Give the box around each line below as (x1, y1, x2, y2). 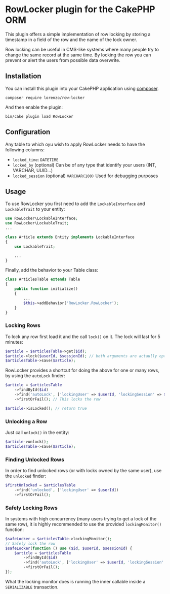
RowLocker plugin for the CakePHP (5, 4, 155, 15)
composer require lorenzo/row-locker (5, 95, 85, 100)
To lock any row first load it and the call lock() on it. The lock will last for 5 (5, 334, 160, 340)
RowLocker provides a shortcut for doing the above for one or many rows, (5, 367, 159, 374)
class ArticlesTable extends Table (5, 277, 80, 282)
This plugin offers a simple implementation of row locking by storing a (5, 31, 151, 37)
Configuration (5, 128, 51, 137)
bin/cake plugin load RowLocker (5, 114, 73, 119)
